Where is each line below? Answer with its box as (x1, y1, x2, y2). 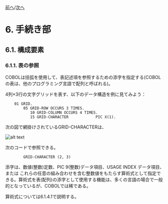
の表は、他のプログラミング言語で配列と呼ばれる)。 (5, 80, 114, 87)
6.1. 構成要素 (5, 45, 44, 54)
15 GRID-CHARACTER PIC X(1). (30, 114, 116, 119)
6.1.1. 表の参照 (5, 62, 39, 69)
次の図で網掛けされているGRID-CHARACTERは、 (5, 124, 107, 130)
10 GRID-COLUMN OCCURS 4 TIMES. (30, 110, 98, 115)
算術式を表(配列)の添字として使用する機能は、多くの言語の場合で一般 (18, 176, 163, 182)
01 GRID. (14, 101, 33, 106)
